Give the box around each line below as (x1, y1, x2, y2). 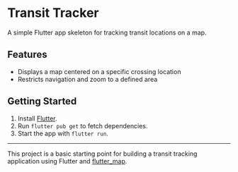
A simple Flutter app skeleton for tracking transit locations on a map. (7, 28, 207, 37)
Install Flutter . (17, 114, 58, 123)
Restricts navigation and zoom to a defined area (17, 75, 158, 83)
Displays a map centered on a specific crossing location (17, 67, 181, 75)
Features (7, 49, 47, 61)
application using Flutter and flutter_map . (7, 156, 127, 165)
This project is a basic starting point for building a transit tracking (7, 149, 198, 158)
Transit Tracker (7, 5, 99, 21)
